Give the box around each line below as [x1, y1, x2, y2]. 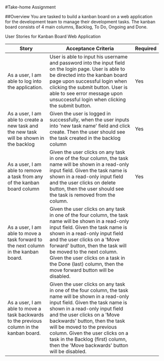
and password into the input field [49, 60, 125, 66]
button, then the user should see [49, 185, 124, 192]
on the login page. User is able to [49, 66, 125, 72]
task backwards [7, 312, 44, 318]
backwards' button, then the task [49, 317, 125, 324]
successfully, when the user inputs [49, 116, 129, 123]
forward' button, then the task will [49, 242, 127, 249]
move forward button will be [49, 267, 114, 273]
